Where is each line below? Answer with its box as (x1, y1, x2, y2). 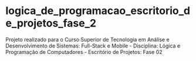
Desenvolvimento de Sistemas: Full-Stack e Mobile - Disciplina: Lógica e (5, 42, 181, 49)
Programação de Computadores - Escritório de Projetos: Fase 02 (5, 48, 163, 55)
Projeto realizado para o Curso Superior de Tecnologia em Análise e (5, 36, 170, 43)
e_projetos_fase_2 (5, 16, 97, 30)
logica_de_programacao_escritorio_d (5, 4, 191, 18)
